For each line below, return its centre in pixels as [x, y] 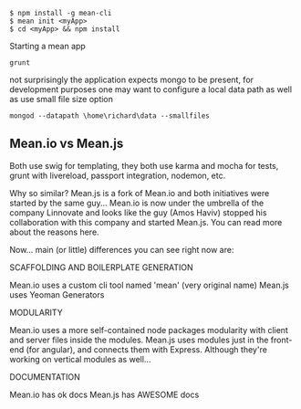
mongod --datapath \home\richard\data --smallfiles [109, 116]
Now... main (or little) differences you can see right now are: [122, 249]
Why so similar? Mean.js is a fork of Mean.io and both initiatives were [140, 193]
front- [281, 340]
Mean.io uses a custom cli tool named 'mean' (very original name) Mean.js [149, 285]
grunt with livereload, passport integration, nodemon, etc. [118, 175]
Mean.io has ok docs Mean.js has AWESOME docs [104, 394]
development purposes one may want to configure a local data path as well [151, 89]
